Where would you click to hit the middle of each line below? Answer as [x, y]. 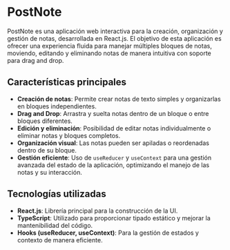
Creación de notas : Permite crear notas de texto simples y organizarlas [119, 99]
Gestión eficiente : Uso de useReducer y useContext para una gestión [114, 157]
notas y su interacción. [50, 172]
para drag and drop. [36, 60]
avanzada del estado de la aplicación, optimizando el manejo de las [113, 165]
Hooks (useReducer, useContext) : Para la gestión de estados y [108, 233]
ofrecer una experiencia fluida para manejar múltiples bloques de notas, [109, 46]
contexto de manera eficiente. [60, 240]
